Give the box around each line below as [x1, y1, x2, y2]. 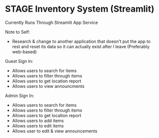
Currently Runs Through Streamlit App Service [5, 20, 98, 25]
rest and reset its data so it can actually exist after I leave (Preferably [12, 43, 150, 49]
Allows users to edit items [12, 123, 64, 129]
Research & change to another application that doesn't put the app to [12, 38, 151, 44]
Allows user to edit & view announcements [12, 128, 98, 134]
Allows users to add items [12, 118, 64, 123]
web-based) [12, 49, 37, 55]
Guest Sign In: [5, 58, 34, 64]
